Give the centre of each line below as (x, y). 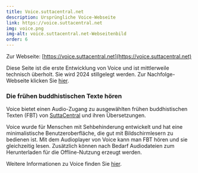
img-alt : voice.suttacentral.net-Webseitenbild (66, 34)
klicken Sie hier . (50, 81)
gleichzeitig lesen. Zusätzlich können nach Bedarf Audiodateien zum (90, 146)
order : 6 (17, 39)
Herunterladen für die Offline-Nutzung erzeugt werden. (74, 152)
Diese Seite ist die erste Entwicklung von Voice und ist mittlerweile (88, 68)
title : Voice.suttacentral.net (45, 12)
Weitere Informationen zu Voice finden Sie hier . (64, 164)
